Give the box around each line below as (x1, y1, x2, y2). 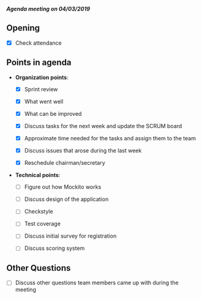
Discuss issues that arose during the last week (24, 147, 142, 154)
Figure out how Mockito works (24, 183, 102, 191)
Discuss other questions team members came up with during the (15, 279, 179, 287)
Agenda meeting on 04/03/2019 (6, 6, 91, 12)
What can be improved (24, 110, 82, 117)
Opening (6, 23, 40, 33)
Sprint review (24, 85, 58, 93)
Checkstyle (24, 208, 53, 215)
